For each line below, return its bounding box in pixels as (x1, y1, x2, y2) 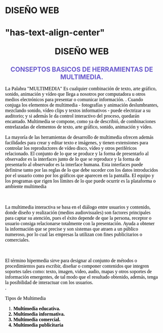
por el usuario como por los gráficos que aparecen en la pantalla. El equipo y (5, 173, 155, 178)
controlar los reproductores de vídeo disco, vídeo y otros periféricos (5, 145, 137, 151)
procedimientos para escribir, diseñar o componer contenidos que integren (5, 263, 149, 269)
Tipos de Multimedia (5, 296, 46, 301)
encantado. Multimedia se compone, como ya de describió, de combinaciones (5, 119, 156, 124)
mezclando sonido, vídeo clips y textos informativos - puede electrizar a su (5, 107, 151, 114)
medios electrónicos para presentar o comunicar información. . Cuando (5, 97, 144, 103)
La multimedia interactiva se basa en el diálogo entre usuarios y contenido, (5, 204, 151, 210)
